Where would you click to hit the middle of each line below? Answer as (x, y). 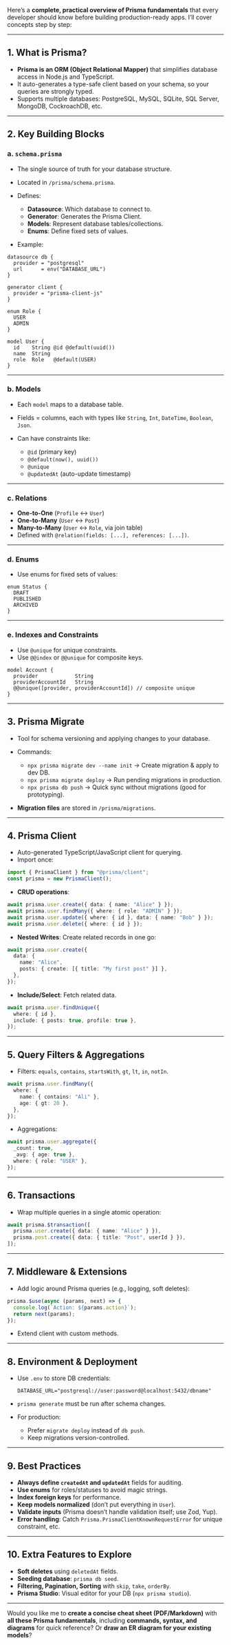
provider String (54, 676)
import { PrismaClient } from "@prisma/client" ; (78, 873)
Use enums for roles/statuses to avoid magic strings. (92, 1490)
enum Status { (27, 587)
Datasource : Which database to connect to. (90, 209)
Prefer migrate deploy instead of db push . (86, 1430)
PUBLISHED (27, 599)
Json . (24, 425)
